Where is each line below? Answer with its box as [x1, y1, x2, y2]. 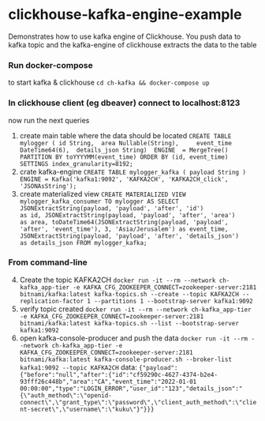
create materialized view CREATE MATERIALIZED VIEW [19, 189, 187, 198]
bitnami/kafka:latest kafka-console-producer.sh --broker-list [19, 355, 233, 363]
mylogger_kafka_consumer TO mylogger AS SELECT [19, 197, 179, 205]
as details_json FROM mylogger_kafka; [19, 239, 147, 246]
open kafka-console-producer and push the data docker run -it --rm [19, 333, 248, 343]
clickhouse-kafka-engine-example [8, 6, 242, 24]
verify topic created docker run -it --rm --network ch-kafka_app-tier [19, 304, 252, 314]
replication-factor [19, 297, 84, 305]
